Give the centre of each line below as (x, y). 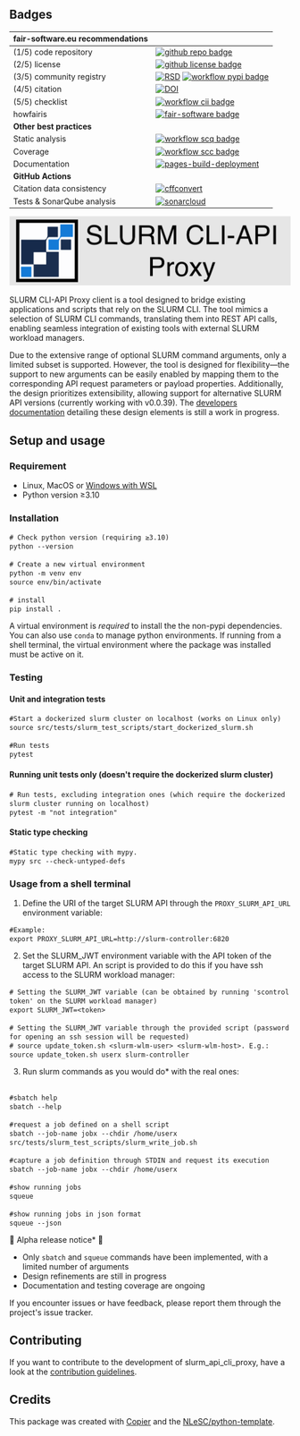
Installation (34, 518)
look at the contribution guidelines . (73, 1372)
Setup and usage (57, 441)
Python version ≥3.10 (61, 495)
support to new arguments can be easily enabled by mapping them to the (144, 374)
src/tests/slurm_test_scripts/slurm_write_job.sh (104, 1143)
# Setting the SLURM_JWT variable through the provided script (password (150, 1028)
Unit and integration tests (58, 699)
